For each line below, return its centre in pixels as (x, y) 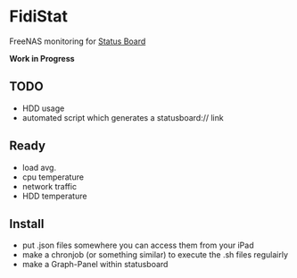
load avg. (39, 167)
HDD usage (43, 108)
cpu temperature (53, 177)
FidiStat (39, 17)
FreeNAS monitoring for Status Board (78, 41)
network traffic (49, 186)
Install (27, 224)
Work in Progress (42, 58)
